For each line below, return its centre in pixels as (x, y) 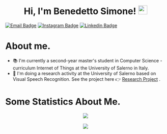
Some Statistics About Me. (63, 102)
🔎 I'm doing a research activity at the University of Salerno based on (84, 73)
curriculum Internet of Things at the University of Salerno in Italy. (81, 68)
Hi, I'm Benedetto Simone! (80, 12)
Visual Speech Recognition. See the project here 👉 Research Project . (87, 79)
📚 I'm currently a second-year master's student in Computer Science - (87, 60)
